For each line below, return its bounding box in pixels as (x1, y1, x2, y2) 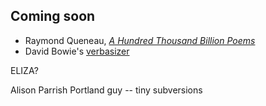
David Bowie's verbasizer (24, 45, 130, 57)
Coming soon (10, 8, 96, 25)
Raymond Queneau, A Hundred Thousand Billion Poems (24, 34, 256, 46)
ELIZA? (10, 64, 39, 76)
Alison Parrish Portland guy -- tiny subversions (10, 84, 203, 96)
